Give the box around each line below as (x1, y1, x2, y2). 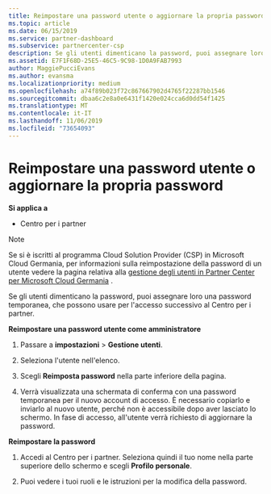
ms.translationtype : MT (8, 102, 89, 110)
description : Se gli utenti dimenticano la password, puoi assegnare (8, 49, 248, 57)
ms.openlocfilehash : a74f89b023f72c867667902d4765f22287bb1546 (8, 86, 226, 95)
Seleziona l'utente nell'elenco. (19, 355, 120, 365)
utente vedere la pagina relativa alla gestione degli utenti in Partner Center (8, 267, 256, 277)
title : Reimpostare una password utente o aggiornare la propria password (8, 11, 265, 20)
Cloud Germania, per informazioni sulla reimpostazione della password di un (8, 258, 262, 268)
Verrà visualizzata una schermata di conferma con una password (19, 387, 236, 396)
